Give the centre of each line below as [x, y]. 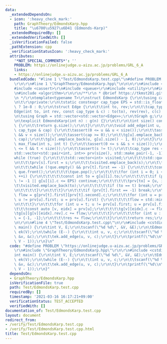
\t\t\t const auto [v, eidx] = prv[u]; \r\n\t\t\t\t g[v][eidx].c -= [84, 209]
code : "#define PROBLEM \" [38, 246]
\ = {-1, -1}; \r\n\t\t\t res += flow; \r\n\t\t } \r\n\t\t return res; [84, 218]
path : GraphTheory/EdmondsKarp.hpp [51, 24]
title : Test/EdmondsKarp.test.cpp [41, 334]
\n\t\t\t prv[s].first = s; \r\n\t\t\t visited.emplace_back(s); [80, 162]
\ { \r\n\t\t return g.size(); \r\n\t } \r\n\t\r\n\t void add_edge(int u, [88, 125]
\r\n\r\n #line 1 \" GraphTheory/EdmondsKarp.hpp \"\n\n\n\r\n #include [86, 84]
